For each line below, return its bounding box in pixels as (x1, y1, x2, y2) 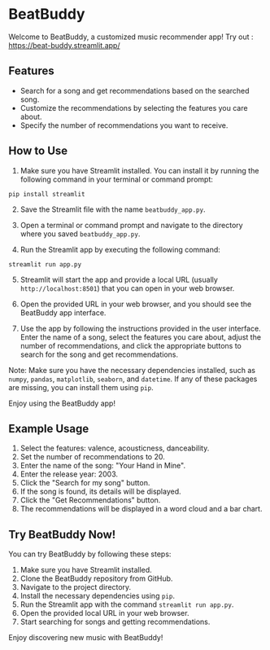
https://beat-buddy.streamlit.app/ (8, 40, 120, 50)
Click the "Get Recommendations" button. (20, 495, 161, 505)
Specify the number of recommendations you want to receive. (20, 120, 229, 130)
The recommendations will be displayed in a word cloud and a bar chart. (20, 504, 263, 514)
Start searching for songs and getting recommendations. (20, 617, 211, 627)
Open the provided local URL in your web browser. (20, 608, 189, 618)
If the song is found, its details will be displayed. (20, 486, 181, 497)
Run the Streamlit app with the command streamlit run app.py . (20, 599, 234, 609)
